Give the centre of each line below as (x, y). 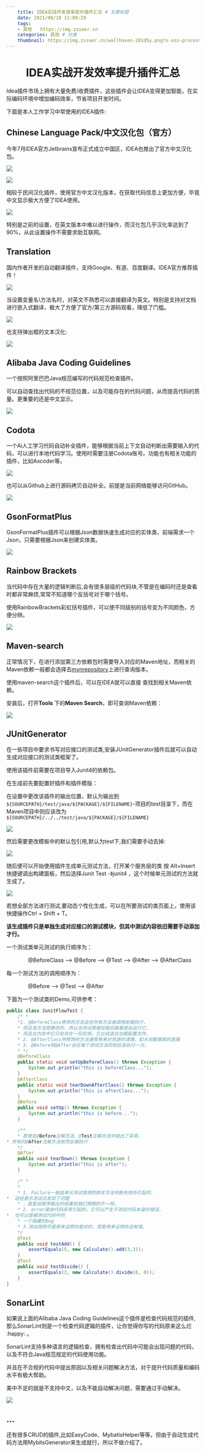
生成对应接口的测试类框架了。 (44, 757)
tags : (25, 23)
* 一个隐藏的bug (36, 1221)
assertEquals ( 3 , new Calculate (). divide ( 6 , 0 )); (92, 1272)
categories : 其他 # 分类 (47, 35)
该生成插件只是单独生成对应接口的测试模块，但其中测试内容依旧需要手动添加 (103, 927)
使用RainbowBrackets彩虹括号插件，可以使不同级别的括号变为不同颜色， (98, 607)
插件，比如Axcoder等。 (36, 461)
